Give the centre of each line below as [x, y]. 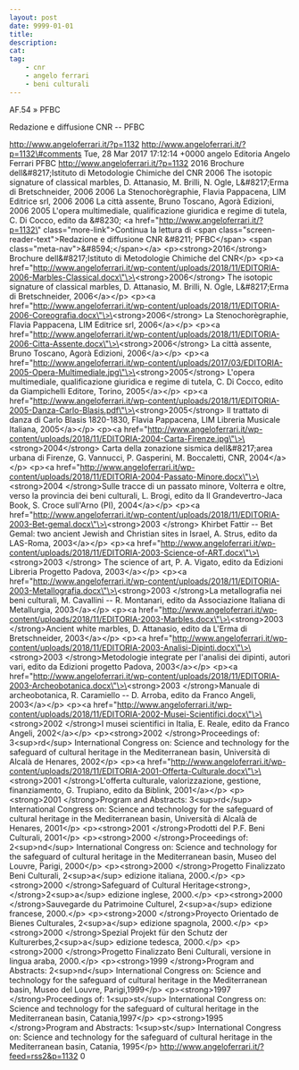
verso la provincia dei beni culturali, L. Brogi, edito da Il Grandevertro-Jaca [146, 495]
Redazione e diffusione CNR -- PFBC [77, 127]
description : [33, 42]
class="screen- [247, 230]
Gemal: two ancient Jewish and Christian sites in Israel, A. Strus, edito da [144, 534]
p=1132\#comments [46, 154]
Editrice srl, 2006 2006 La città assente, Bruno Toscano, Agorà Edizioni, [142, 201]
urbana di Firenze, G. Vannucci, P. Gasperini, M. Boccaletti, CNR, [128, 458]
